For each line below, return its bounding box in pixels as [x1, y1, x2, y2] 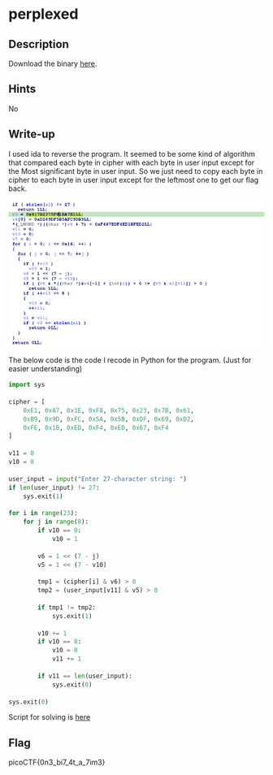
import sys [8, 381, 45, 389]
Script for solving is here [8, 712, 91, 722]
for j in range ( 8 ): [23, 517, 89, 526]
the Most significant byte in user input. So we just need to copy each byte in [8, 166, 263, 175]
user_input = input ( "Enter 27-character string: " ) [8, 474, 187, 483]
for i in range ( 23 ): [8, 509, 79, 517]
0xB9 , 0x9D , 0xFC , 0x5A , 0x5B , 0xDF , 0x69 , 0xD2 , [23, 415, 195, 423]
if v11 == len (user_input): [37, 672, 132, 680]
